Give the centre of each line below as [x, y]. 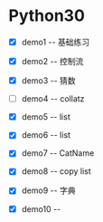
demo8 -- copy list [56, 171]
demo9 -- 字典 [48, 190]
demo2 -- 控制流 [52, 61]
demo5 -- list [46, 117]
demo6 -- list [46, 135]
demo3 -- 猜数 [48, 81]
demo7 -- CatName [58, 153]
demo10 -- [41, 208]
